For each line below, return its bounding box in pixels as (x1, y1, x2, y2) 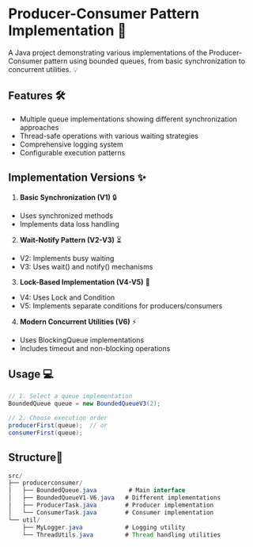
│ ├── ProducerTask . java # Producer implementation (8, 501, 214, 510)
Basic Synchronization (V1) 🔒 (19, 192, 117, 202)
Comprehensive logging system (19, 140, 124, 149)
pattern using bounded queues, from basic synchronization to (43, 56, 246, 66)
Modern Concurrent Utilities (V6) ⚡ (19, 316, 137, 326)
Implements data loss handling (19, 219, 120, 228)
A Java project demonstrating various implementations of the (8, 48, 208, 57)
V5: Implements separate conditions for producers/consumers (19, 300, 223, 310)
